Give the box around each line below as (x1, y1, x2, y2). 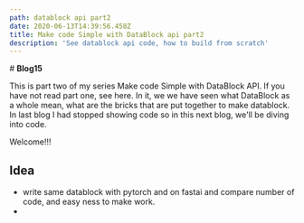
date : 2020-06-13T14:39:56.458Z (9, 22, 131, 31)
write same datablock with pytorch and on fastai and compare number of (22, 187, 295, 198)
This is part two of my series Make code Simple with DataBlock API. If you (9, 80, 285, 91)
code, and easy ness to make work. (22, 196, 156, 208)
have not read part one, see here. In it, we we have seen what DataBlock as (9, 90, 290, 101)
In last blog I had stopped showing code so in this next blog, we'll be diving (9, 109, 290, 120)
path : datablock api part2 (9, 13, 111, 23)
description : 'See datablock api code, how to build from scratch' (9, 38, 270, 48)
